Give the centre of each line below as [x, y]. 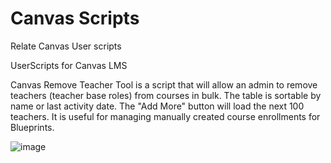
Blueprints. [32, 127]
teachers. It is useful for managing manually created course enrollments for [165, 116]
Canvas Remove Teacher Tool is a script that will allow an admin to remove [164, 84]
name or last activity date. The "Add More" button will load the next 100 [157, 106]
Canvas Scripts [75, 18]
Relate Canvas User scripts [66, 46]
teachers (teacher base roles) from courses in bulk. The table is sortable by [166, 95]
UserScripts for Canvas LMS [69, 65]
